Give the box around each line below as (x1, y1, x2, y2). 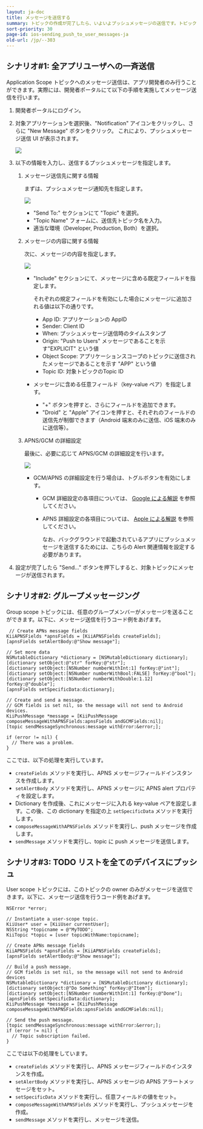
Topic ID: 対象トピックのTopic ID (42, 367, 124, 375)
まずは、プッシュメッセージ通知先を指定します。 (24, 185, 146, 192)
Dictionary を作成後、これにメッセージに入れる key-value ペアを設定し (15, 799, 192, 807)
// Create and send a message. (6, 697, 85, 703)
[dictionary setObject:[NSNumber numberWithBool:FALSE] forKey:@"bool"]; (6, 670, 197, 677)
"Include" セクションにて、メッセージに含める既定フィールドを (33, 274, 191, 281)
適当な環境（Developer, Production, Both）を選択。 (33, 224, 162, 232)
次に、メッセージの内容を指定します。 (24, 250, 119, 257)
